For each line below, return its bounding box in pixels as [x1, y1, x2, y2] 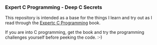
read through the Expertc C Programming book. [5, 20, 101, 26]
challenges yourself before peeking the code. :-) [5, 34, 102, 40]
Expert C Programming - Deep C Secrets [5, 4, 102, 11]
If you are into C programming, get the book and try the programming [5, 30, 145, 35]
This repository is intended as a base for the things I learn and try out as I [5, 15, 153, 21]
